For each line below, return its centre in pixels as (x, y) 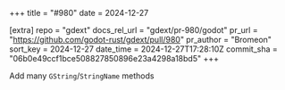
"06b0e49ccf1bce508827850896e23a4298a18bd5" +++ (114, 58)
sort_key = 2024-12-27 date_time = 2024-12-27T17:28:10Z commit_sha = (144, 49)
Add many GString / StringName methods (82, 76)
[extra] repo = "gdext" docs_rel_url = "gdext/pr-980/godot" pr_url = (134, 30)
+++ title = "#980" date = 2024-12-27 (79, 13)
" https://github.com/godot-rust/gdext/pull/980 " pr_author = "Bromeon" (141, 40)
